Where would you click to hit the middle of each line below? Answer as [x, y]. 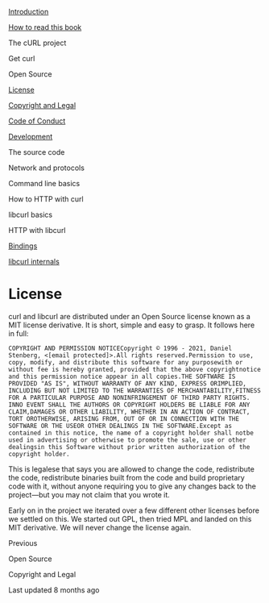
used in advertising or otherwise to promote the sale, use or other [128, 440]
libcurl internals [34, 262]
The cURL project [37, 43]
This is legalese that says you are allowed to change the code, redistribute [132, 469]
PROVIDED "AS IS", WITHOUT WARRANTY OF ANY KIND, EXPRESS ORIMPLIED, [128, 383]
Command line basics [44, 183]
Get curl [22, 58]
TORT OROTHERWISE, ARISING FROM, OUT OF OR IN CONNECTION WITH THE [124, 418]
